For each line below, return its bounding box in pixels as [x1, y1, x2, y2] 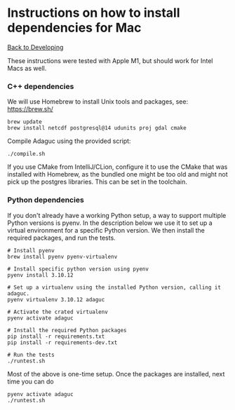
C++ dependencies [7, 81, 74, 91]
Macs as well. [7, 64, 47, 72]
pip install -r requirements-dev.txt [7, 339, 118, 346]
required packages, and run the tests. [7, 233, 116, 242]
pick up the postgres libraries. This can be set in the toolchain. [7, 177, 188, 186]
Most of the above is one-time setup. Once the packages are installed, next [7, 369, 225, 378]
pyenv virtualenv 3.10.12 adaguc [7, 296, 105, 303]
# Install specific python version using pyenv [7, 265, 149, 273]
